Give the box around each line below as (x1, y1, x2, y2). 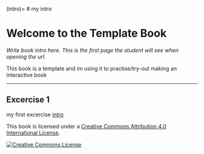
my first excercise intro (6, 111, 64, 118)
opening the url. (6, 53, 46, 60)
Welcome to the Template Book (6, 27, 167, 40)
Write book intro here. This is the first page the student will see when (6, 46, 179, 54)
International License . (6, 129, 61, 136)
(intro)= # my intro (6, 5, 52, 12)
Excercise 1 (6, 94, 50, 105)
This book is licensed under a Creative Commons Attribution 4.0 (6, 122, 167, 130)
